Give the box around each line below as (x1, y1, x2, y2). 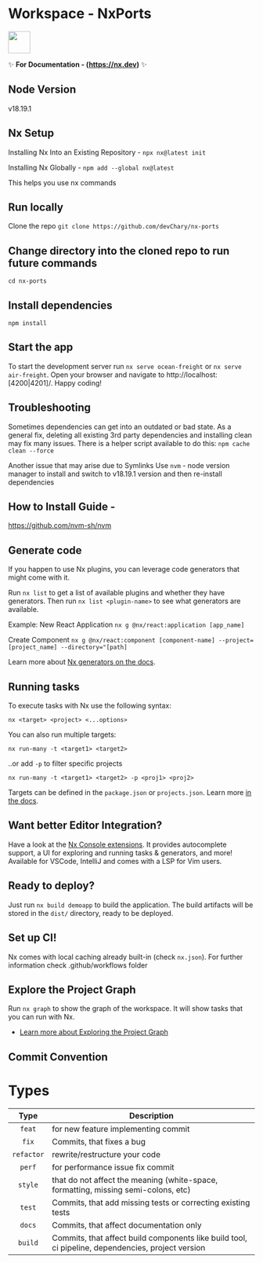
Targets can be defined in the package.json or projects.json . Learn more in (8, 788, 252, 797)
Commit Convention (8, 1050, 108, 1063)
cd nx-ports (8, 277, 47, 285)
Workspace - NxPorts (8, 5, 152, 23)
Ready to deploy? (8, 879, 95, 892)
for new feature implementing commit (52, 1123, 190, 1134)
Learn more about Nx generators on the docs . (8, 657, 157, 667)
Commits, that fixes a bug (52, 1136, 146, 1147)
